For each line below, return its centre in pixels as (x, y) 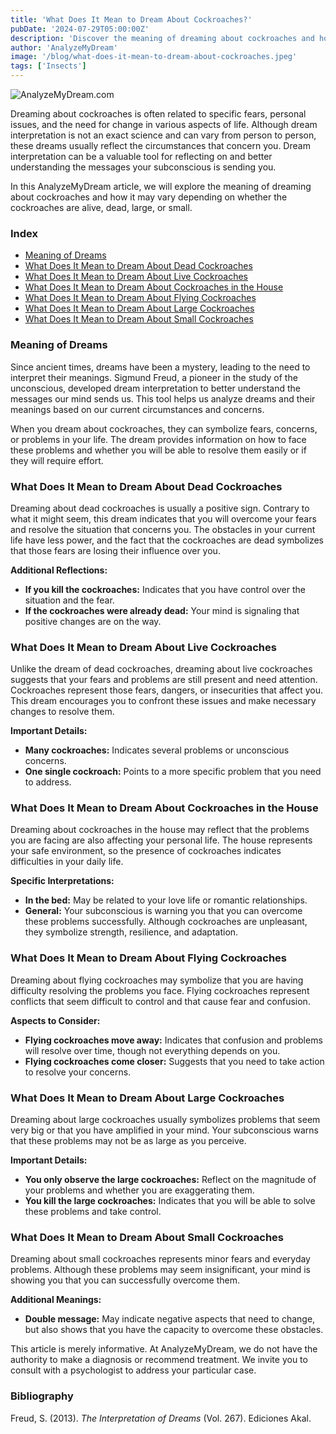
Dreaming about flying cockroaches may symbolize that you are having (157, 980)
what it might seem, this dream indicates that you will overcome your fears (163, 518)
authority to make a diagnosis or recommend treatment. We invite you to (159, 1360)
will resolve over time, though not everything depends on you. (152, 1050)
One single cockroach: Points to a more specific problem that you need (173, 772)
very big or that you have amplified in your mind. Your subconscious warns (164, 1130)
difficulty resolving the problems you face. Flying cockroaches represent (160, 990)
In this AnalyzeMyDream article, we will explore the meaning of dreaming (161, 186)
